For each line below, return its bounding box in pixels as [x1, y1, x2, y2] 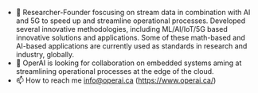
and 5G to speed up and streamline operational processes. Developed [15, 16, 246, 25]
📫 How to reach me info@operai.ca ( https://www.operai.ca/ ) [15, 76, 217, 85]
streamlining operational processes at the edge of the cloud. [15, 67, 214, 76]
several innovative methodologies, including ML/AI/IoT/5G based [15, 25, 229, 33]
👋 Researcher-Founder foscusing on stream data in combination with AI [15, 8, 251, 17]
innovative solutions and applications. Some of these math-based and [15, 33, 245, 42]
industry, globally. [15, 50, 75, 59]
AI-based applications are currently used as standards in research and [15, 41, 248, 51]
